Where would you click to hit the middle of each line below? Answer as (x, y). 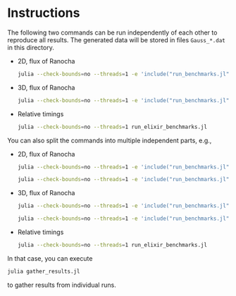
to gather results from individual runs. (62, 285)
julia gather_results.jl (44, 271)
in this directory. (31, 47)
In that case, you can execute (50, 258)
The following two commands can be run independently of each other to (112, 32)
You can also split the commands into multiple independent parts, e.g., (110, 140)
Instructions (44, 13)
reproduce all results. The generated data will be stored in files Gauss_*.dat (116, 39)
